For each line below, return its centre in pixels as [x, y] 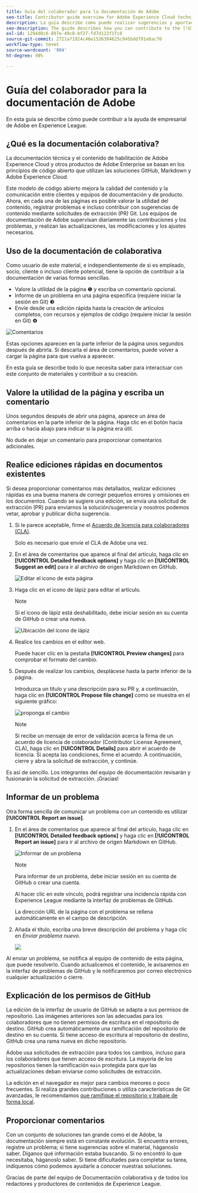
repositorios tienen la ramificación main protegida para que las [82, 1065]
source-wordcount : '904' [37, 50]
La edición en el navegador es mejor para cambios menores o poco [88, 1083]
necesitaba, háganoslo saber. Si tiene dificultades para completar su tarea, [97, 1160]
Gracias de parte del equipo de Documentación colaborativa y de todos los [97, 1178]
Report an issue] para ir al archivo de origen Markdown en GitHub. [96, 842]
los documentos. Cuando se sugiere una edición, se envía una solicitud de [96, 501]
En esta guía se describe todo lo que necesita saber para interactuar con [94, 368]
